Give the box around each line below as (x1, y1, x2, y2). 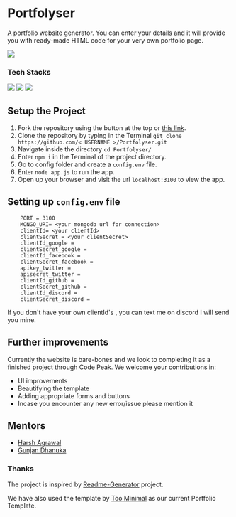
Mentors (7, 420, 46, 432)
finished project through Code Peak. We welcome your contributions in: (7, 363, 216, 371)
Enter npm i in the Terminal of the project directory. (17, 153, 167, 161)
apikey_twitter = (20, 265, 72, 272)
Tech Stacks (7, 67, 51, 77)
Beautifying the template (17, 384, 90, 393)
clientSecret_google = (20, 245, 87, 253)
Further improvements (7, 336, 108, 348)
